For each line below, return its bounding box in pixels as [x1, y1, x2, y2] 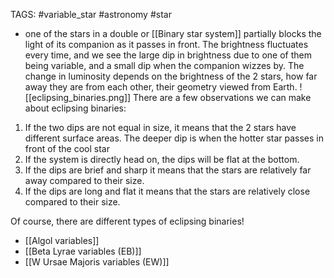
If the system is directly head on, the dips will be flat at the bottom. [24, 154, 300, 165]
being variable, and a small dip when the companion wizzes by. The [24, 60, 305, 71]
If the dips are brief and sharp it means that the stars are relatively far [24, 164, 312, 176]
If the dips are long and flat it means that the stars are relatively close [24, 185, 311, 197]
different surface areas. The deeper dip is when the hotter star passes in [24, 132, 324, 144]
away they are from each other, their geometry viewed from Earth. [24, 81, 298, 93]
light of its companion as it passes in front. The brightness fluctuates [24, 39, 309, 50]
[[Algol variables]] [24, 235, 100, 246]
